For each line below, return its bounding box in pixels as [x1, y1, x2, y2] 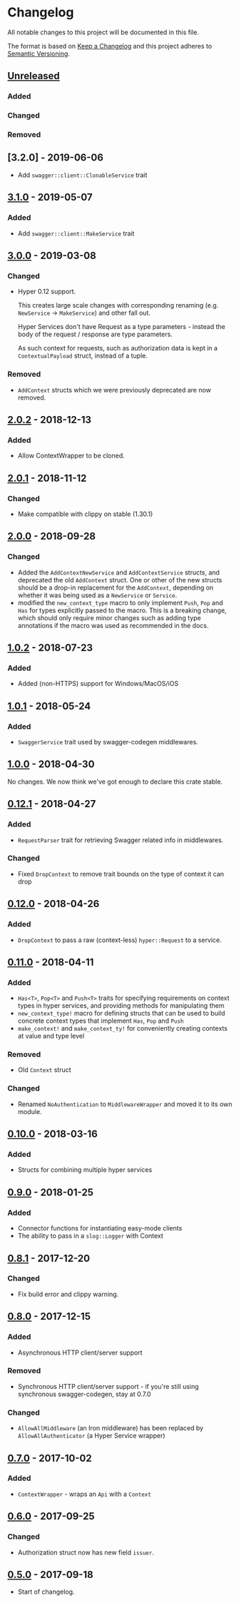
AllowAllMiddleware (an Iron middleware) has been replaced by [17, 1424, 204, 1432]
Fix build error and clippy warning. [17, 1290, 119, 1298]
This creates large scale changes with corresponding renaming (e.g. [17, 301, 219, 310]
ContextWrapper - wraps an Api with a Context [17, 1490, 151, 1498]
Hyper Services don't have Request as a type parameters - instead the [17, 323, 226, 331]
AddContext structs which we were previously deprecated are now [17, 385, 212, 394]
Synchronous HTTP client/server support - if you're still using [17, 1382, 199, 1390]
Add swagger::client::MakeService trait [17, 229, 135, 238]
